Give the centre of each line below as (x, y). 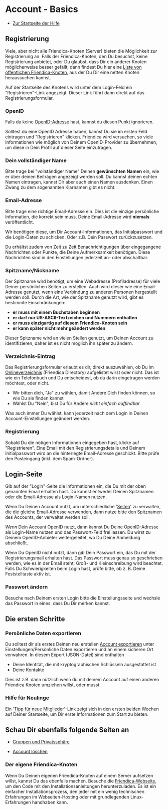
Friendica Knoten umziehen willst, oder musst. (53, 685)
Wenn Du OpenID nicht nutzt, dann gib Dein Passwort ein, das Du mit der (80, 553)
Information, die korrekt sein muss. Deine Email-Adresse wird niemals (77, 217)
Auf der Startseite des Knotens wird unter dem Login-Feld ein (69, 87)
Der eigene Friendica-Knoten (41, 764)
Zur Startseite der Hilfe (36, 23)
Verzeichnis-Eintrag (30, 356)
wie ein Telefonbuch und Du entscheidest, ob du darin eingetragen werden (82, 378)
